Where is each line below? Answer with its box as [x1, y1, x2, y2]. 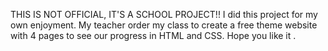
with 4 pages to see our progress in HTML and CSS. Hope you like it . [10, 30, 297, 41]
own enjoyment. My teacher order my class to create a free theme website [10, 19, 318, 31]
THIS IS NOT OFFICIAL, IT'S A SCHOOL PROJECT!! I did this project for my [10, 9, 318, 20]
